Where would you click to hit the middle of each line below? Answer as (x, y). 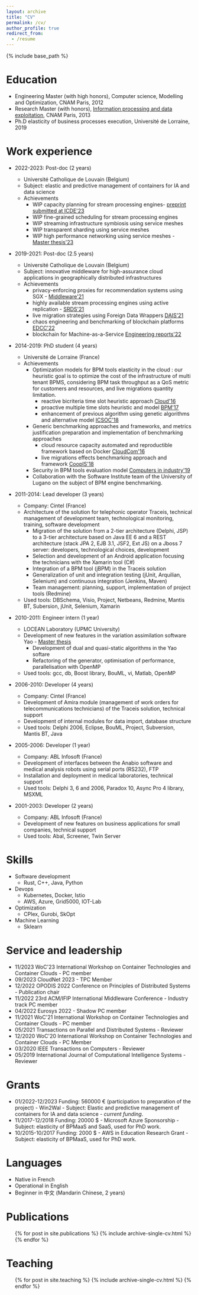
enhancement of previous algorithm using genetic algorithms (116, 413)
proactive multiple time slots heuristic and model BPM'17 (110, 407)
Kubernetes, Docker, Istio (54, 895)
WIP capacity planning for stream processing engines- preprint (109, 204)
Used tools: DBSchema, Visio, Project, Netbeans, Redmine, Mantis (104, 600)
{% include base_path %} (37, 56)
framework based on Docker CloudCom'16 (93, 451)
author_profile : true (33, 28)
